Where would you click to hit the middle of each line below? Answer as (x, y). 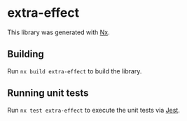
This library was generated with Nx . (58, 32)
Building (26, 54)
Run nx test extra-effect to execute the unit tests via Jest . (93, 110)
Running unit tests (48, 93)
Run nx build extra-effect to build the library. (75, 71)
